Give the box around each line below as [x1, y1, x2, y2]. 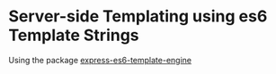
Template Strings [8, 25, 140, 45]
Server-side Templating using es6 [8, 6, 268, 27]
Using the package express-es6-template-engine [8, 54, 192, 65]
